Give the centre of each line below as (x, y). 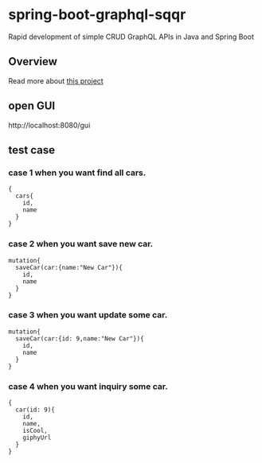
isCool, (35, 431)
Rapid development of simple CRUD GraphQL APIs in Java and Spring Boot (131, 37)
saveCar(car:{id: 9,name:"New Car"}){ (80, 338)
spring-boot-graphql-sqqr (97, 15)
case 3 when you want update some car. (88, 315)
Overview (33, 62)
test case (32, 150)
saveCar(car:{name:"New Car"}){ (69, 267)
